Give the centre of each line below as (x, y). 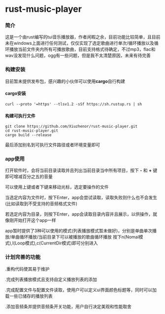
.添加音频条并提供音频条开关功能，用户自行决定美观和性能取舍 (68, 306)
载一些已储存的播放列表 (29, 296)
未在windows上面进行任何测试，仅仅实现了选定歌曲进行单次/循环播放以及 (80, 43)
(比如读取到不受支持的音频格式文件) (41, 204)
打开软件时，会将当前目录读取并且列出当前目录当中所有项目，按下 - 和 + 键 (81, 171)
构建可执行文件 (20, 116)
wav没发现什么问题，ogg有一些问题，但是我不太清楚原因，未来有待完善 (78, 56)
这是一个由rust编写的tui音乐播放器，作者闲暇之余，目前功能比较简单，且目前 (83, 37)
